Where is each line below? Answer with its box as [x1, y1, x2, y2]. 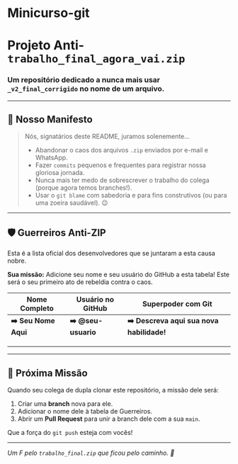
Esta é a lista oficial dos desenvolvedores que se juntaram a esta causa [7, 249, 216, 258]
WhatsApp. [35, 154, 69, 162]
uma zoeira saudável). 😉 [35, 198, 108, 207]
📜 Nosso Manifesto [7, 113, 93, 125]
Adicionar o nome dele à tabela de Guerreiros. [17, 407, 152, 416]
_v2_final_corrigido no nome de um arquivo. [7, 84, 165, 94]
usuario [69, 327, 96, 337]
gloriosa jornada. [35, 169, 85, 177]
